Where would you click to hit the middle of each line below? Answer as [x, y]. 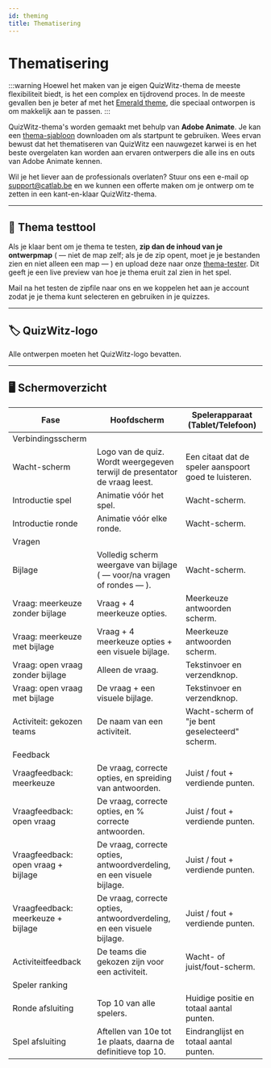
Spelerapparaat [222, 414]
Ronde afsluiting [43, 1008]
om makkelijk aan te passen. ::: [60, 111]
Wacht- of [205, 957]
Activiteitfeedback [47, 961]
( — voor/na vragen [133, 574]
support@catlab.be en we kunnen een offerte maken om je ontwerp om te [131, 186]
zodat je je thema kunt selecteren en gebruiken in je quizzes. [109, 296]
